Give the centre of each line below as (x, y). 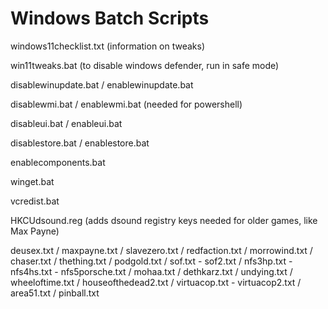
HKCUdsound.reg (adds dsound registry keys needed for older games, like (164, 220)
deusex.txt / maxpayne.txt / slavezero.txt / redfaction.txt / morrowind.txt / (161, 250)
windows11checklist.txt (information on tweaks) (108, 46)
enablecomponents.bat (58, 162)
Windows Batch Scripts (110, 18)
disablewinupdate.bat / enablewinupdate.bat (102, 84)
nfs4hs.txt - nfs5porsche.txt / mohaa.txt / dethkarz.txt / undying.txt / (151, 271)
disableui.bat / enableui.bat (66, 123)
